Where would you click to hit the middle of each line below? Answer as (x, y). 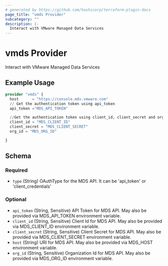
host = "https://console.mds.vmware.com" (59, 99)
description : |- (22, 24)
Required (16, 170)
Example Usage (30, 83)
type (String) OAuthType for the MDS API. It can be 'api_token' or (79, 181)
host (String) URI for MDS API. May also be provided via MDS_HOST (82, 242)
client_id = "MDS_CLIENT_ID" (40, 122)
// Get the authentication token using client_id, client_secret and (82, 117)
